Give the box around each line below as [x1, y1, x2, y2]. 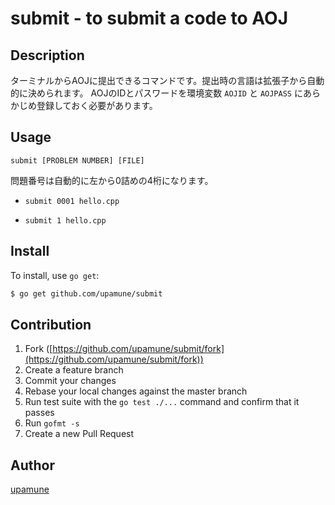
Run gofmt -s [24, 417, 80, 429]
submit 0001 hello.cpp [24, 196, 120, 206]
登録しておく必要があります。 [36, 100, 158, 111]
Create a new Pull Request [24, 428, 135, 440]
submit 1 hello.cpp [24, 215, 107, 226]
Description [10, 47, 85, 64]
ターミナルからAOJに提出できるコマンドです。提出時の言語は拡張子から [10, 75, 308, 86]
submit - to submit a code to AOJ [10, 7, 289, 30]
